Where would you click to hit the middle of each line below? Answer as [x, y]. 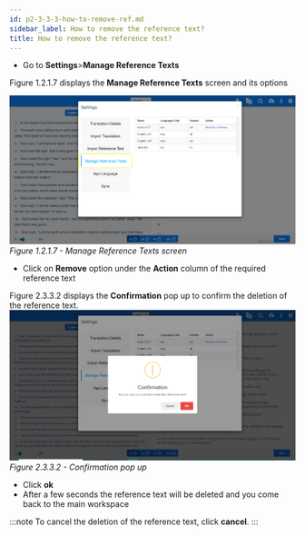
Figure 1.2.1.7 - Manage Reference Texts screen [98, 251]
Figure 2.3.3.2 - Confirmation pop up [78, 467]
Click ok [38, 485]
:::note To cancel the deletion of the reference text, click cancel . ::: [134, 521]
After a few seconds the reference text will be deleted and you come [151, 494]
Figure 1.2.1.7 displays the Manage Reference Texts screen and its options [149, 83]
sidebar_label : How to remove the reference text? [107, 29]
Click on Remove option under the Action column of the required [144, 268]
